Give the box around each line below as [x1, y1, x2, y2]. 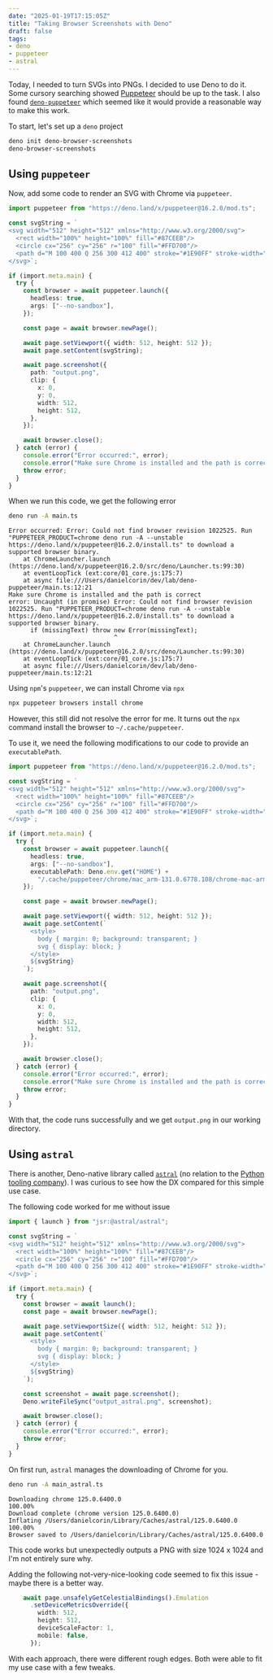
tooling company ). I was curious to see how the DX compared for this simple [8, 1177, 264, 1187]
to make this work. [8, 105, 71, 115]
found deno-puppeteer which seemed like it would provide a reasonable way [8, 97, 262, 107]
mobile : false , [37, 1631, 89, 1639]
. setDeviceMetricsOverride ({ [29, 1601, 129, 1609]
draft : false [8, 27, 53, 35]
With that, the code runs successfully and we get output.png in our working [8, 1115, 262, 1125]
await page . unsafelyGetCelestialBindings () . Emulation [23, 1594, 209, 1602]
